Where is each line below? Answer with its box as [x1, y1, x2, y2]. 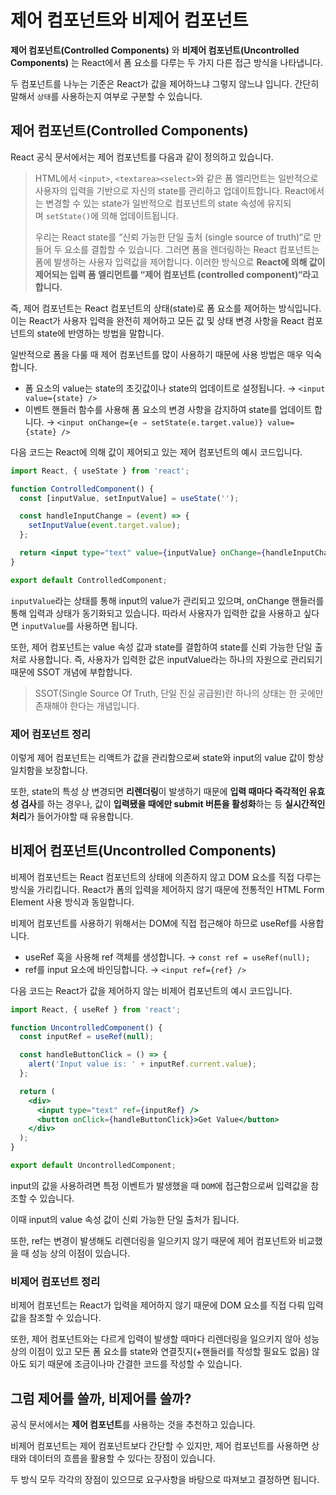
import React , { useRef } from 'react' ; [10, 1004, 182, 1015]
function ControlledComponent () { [10, 484, 155, 494]
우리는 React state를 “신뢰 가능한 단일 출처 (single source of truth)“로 [34, 231, 312, 243]
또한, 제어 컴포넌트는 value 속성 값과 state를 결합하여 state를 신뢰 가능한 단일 [10, 641, 313, 653]
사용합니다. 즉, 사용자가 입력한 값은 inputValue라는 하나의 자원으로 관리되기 [28, 653, 323, 665]
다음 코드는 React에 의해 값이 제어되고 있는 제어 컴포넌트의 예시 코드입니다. [10, 446, 303, 458]
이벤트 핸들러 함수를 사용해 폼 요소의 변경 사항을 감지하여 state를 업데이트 [24, 403, 313, 415]
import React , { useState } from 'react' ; [10, 466, 190, 476]
